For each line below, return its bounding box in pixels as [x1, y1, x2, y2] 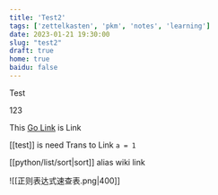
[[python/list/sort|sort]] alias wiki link [9, 157, 145, 167]
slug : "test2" [9, 38, 63, 47]
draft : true [9, 47, 54, 55]
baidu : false [9, 64, 58, 72]
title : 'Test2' [9, 13, 66, 22]
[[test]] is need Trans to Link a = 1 [9, 140, 136, 150]
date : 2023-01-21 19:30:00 [9, 30, 110, 38]
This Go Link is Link [9, 122, 83, 132]
